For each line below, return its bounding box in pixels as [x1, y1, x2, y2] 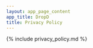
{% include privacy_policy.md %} [6, 36, 88, 43]
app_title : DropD [6, 14, 49, 20]
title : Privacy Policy [6, 19, 63, 25]
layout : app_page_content [6, 8, 70, 15]
